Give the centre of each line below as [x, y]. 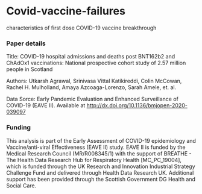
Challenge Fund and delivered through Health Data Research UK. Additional [100, 172]
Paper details [26, 43]
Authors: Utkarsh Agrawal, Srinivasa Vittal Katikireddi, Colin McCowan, [94, 81]
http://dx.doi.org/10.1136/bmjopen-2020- [137, 105]
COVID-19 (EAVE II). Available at [46, 105]
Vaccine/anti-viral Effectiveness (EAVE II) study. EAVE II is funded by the [96, 147]
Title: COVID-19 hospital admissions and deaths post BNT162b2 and [91, 57]
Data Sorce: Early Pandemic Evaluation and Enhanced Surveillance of [93, 99]
